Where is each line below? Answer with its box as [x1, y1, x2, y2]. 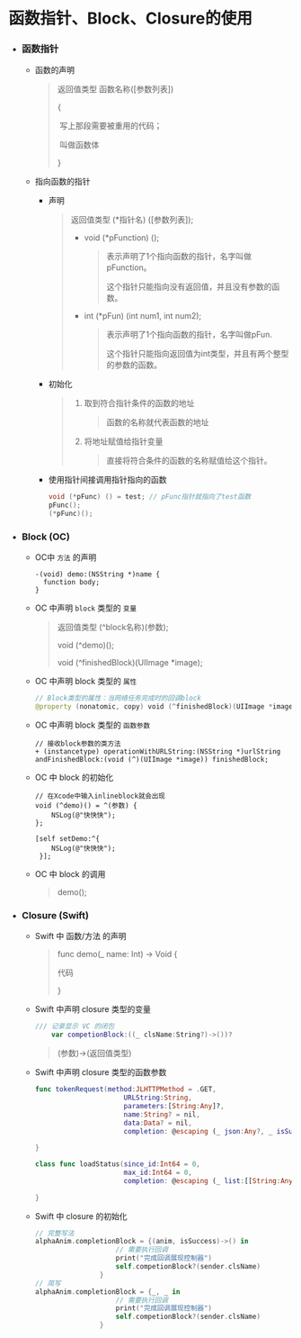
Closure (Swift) [21, 909, 89, 922]
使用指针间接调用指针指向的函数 [48, 475, 167, 485]
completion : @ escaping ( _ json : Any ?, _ [123, 1126, 273, 1135]
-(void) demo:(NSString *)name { [34, 570, 161, 579]
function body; [42, 578, 101, 587]
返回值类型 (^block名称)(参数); [57, 622, 169, 633]
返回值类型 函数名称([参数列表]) [57, 84, 174, 95]
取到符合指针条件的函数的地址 [84, 398, 195, 409]
